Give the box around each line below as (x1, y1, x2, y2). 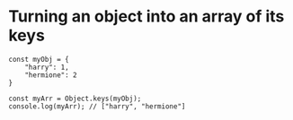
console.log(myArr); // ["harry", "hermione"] (8, 101, 186, 111)
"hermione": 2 (24, 70, 77, 80)
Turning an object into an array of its (8, 6, 285, 27)
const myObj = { (8, 55, 69, 64)
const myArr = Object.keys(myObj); (8, 94, 142, 103)
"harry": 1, (24, 63, 69, 72)
